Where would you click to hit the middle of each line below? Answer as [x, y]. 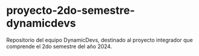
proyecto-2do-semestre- [71, 11]
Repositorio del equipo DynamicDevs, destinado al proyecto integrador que [99, 40]
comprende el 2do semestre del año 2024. [59, 46]
